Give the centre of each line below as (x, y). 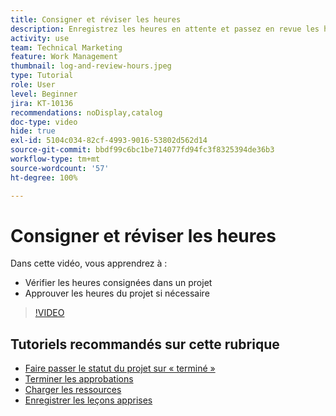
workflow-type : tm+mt (55, 159)
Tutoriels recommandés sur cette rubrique (145, 344)
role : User (33, 85)
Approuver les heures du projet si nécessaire (117, 293)
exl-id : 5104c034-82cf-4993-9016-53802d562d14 (109, 141)
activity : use (40, 38)
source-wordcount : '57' (60, 168)
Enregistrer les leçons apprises (88, 400)
